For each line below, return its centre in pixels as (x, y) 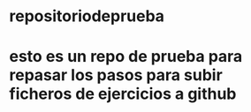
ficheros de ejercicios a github (123, 94)
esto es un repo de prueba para (126, 57)
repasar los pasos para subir (116, 75)
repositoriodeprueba (87, 16)
